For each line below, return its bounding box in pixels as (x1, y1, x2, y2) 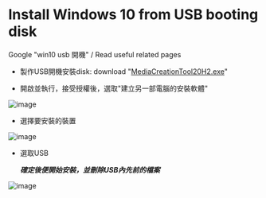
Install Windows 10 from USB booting (8, 6, 259, 24)
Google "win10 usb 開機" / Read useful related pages (8, 49, 182, 59)
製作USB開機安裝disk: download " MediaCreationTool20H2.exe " (19, 66, 229, 76)
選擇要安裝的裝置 (19, 115, 76, 125)
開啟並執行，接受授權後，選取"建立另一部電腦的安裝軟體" (19, 83, 209, 93)
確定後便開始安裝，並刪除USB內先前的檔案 (19, 165, 161, 174)
